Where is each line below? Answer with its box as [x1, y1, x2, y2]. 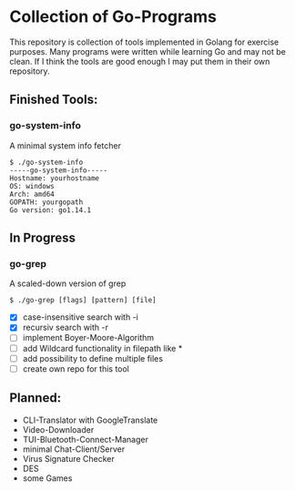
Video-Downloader [22, 424, 95, 435]
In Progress [9, 230, 76, 246]
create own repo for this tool [22, 363, 130, 374]
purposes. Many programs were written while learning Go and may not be [9, 46, 287, 56]
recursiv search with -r [22, 322, 109, 333]
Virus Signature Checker [22, 453, 116, 464]
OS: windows [9, 181, 55, 190]
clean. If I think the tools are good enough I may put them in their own [9, 56, 270, 66]
